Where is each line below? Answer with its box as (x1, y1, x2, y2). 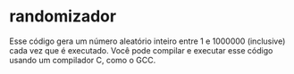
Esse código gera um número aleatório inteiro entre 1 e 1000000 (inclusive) (9, 36, 286, 46)
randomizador (9, 6, 117, 27)
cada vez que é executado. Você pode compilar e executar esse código (9, 45, 273, 55)
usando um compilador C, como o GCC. (9, 54, 156, 65)
